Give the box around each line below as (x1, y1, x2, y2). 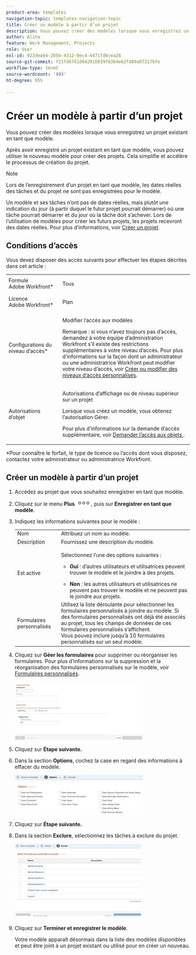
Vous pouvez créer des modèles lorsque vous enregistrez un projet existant (6, 129, 188, 136)
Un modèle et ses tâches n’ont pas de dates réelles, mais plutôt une (6, 199, 169, 206)
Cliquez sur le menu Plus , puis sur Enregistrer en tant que (14, 500, 172, 507)
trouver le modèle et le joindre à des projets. (69, 569, 175, 576)
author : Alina (6, 34, 41, 40)
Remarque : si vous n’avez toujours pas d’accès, (62, 328, 177, 335)
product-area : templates (6, 9, 66, 15)
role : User (6, 47, 33, 53)
